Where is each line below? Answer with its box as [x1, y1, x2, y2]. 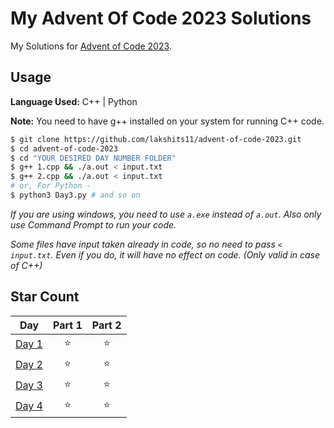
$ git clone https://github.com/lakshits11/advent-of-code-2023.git [10, 134, 302, 144]
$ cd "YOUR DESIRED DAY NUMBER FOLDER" [10, 153, 177, 163]
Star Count [10, 288, 80, 306]
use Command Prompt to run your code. [10, 218, 177, 231]
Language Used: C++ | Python [10, 95, 138, 107]
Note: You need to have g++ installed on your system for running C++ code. [10, 115, 325, 127]
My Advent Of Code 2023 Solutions [10, 7, 312, 30]
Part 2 [91, 318, 122, 332]
